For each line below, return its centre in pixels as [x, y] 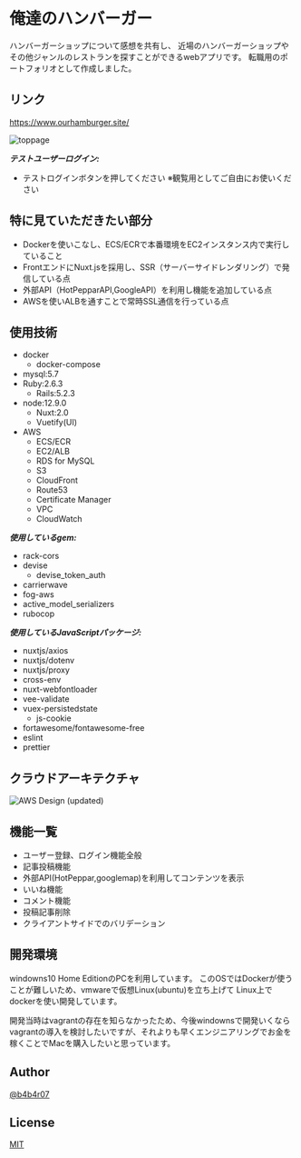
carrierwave [45, 585]
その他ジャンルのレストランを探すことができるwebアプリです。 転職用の [145, 56]
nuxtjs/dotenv [49, 661]
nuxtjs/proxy [46, 670]
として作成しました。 [97, 68]
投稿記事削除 [46, 912]
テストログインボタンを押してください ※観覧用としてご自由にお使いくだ [157, 177]
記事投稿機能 [46, 866]
